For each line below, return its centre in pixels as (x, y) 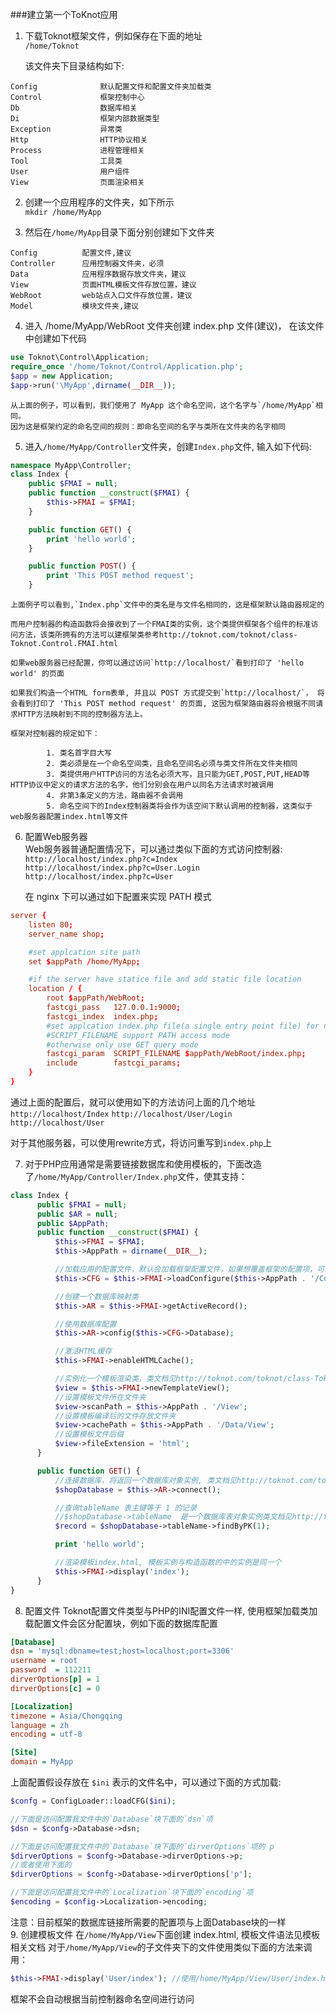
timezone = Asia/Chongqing (66, 1716)
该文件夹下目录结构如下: (74, 66)
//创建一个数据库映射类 (96, 1296)
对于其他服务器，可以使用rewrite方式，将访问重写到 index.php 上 (141, 1142)
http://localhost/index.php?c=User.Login (112, 868)
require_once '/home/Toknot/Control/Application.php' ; (127, 366)
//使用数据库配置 (85, 1324)
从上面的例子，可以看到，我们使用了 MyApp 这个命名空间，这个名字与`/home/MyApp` (163, 405)
